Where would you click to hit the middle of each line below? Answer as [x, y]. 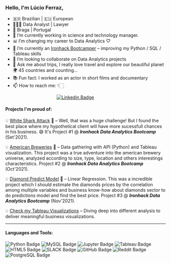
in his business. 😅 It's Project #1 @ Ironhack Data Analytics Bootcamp [81, 131]
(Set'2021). [17, 137]
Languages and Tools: [29, 233]
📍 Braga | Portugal [32, 30]
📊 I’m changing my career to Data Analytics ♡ [62, 41]
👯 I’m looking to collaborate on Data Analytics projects [69, 59]
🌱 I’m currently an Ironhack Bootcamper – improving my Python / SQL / [87, 48]
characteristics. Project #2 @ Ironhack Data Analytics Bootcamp [74, 163]
